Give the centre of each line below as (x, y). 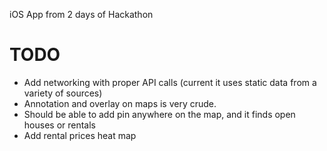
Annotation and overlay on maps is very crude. (120, 103)
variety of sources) (63, 93)
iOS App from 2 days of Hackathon (81, 14)
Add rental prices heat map (80, 135)
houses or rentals (59, 125)
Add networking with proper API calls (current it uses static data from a (170, 82)
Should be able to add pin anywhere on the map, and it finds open (159, 114)
